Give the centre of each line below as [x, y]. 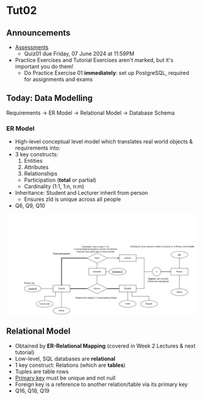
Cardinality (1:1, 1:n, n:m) [54, 186]
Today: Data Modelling [49, 98]
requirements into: [38, 148]
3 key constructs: [36, 154]
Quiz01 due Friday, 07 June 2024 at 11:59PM [79, 54]
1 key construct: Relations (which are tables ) [70, 365]
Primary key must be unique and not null [65, 378]
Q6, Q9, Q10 [30, 206]
